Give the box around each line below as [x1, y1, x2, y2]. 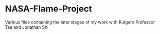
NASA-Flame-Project [5, 3, 92, 14]
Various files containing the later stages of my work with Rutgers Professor [5, 19, 155, 25]
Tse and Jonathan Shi [5, 24, 49, 30]
